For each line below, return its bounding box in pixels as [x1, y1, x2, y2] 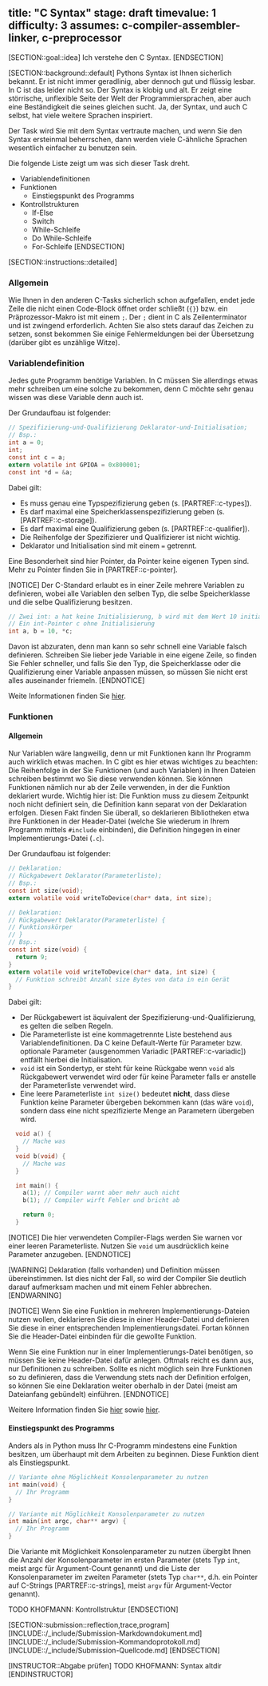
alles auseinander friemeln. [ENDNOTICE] [8, 676, 145, 685]
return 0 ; [22, 1211, 56, 1219]
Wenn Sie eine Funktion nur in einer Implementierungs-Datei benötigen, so [8, 1347, 254, 1356]
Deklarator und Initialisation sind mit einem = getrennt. [19, 541, 197, 550]
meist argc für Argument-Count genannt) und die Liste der [8, 1564, 200, 1573]
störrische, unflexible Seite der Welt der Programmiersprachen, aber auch [8, 93, 251, 103]
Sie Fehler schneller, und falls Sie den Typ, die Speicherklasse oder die [8, 659, 242, 668]
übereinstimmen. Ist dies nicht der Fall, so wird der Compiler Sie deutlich [8, 1273, 247, 1283]
